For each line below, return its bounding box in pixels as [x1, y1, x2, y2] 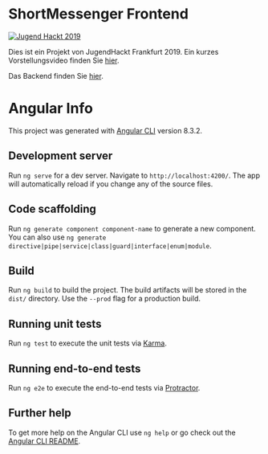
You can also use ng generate [8, 232, 107, 242]
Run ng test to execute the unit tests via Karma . [8, 338, 167, 348]
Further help [8, 407, 72, 420]
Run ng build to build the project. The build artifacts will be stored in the [8, 285, 247, 295]
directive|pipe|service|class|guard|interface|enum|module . [8, 240, 212, 250]
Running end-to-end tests [8, 362, 141, 375]
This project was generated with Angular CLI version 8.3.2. [8, 125, 203, 135]
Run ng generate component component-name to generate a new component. [8, 223, 257, 233]
